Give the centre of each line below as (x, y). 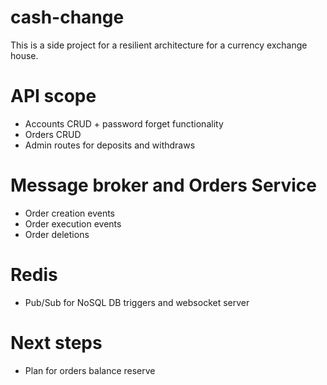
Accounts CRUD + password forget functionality (124, 123)
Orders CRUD (53, 134)
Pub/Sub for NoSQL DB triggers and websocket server (137, 302)
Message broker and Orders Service (163, 185)
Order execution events (73, 223)
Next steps (56, 342)
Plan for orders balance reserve (90, 370)
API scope (53, 96)
